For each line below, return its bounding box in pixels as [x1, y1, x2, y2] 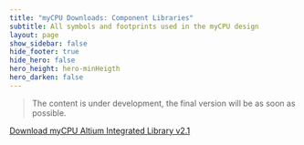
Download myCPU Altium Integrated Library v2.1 [9, 125, 191, 136]
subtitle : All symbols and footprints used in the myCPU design [9, 22, 259, 31]
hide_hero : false [9, 56, 76, 65]
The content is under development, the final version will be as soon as [31, 98, 296, 109]
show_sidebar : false [9, 38, 89, 48]
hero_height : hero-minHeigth [9, 65, 121, 74]
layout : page [9, 30, 59, 39]
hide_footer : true [9, 47, 79, 57]
